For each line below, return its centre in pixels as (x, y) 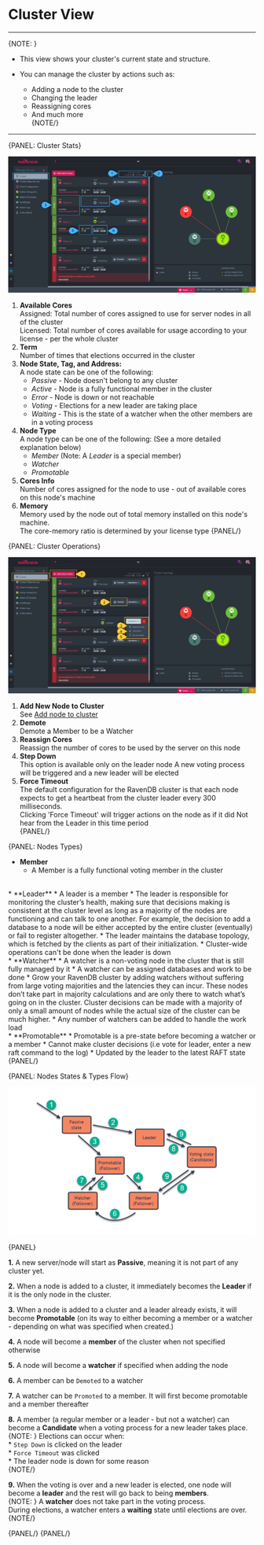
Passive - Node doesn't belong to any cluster (104, 381)
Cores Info (37, 481)
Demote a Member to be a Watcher (76, 731)
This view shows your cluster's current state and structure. (115, 59)
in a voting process (62, 422)
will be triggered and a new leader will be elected (99, 773)
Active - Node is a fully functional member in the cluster (122, 389)
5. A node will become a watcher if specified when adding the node (118, 1366)
